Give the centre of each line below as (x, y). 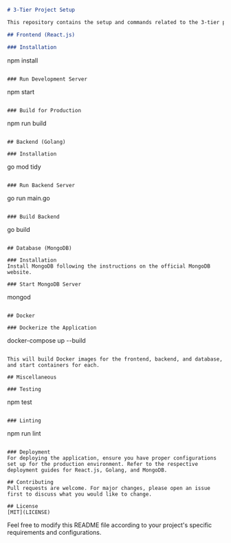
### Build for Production (44, 110)
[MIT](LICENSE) (29, 512)
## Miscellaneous (32, 377)
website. (20, 272)
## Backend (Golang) (37, 142)
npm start (21, 92)
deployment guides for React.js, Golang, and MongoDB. (87, 470)
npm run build (27, 123)
